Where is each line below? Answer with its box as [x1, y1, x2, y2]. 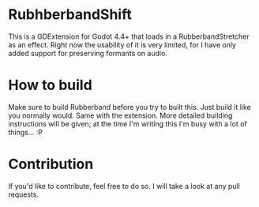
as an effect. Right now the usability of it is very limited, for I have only [8, 40, 237, 49]
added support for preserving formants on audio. [8, 48, 168, 58]
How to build [8, 77, 92, 94]
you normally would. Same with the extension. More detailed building [8, 111, 233, 120]
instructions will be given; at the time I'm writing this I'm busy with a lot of [8, 119, 247, 128]
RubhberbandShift [8, 6, 132, 24]
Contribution [8, 156, 94, 173]
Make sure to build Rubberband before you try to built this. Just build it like [8, 102, 251, 111]
